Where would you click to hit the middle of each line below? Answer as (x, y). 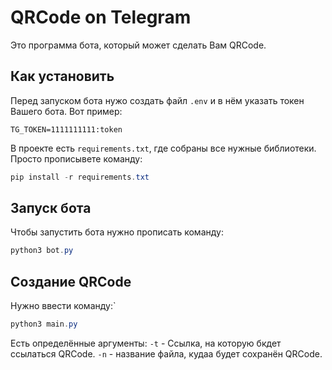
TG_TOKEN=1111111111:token (66, 129)
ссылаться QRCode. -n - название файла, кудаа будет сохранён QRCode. (166, 354)
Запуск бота (51, 208)
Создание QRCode (71, 281)
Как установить (62, 76)
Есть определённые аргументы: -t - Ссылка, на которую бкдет (146, 343)
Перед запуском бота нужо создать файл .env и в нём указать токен (157, 100)
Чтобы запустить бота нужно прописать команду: (117, 232)
